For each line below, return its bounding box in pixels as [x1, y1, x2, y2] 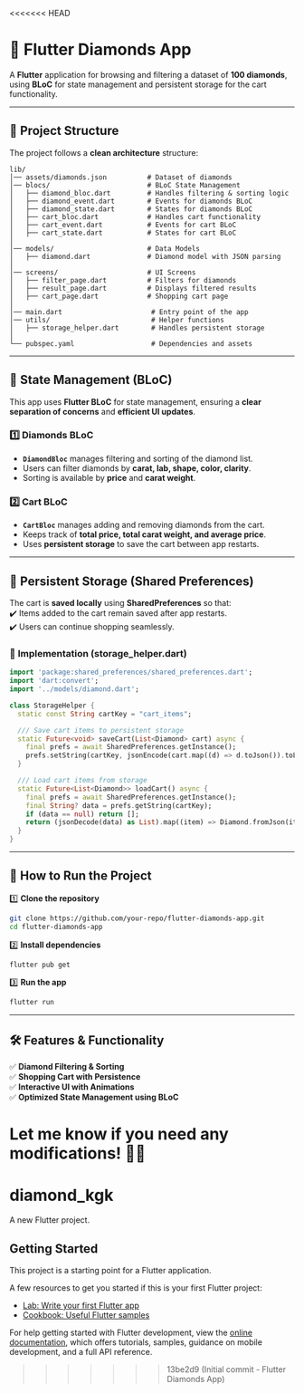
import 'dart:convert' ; [9, 677, 100, 686]
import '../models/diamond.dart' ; [9, 685, 140, 694]
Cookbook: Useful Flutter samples [22, 1310, 150, 1321]
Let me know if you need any [9, 1124, 229, 1145]
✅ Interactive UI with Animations [9, 1081, 135, 1092]
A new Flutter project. [9, 1215, 90, 1225]
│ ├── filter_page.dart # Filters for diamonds [9, 275, 237, 284]
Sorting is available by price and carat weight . [22, 472, 196, 483]
